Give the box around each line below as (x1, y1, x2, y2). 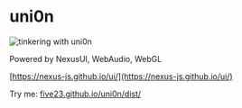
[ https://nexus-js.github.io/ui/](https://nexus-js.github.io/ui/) (9, 70, 233, 82)
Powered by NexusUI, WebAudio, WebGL (9, 53, 163, 64)
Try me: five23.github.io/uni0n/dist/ (9, 88, 142, 99)
